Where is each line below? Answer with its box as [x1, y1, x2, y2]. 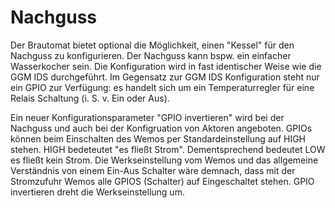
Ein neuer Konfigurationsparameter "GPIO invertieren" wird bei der [10, 111, 285, 123]
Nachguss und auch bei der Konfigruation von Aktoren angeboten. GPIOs [10, 122, 313, 134]
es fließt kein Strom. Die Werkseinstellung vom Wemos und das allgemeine [10, 154, 319, 166]
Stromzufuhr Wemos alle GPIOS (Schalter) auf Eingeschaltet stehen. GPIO [10, 175, 315, 187]
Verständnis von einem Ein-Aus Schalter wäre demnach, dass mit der [10, 164, 296, 176]
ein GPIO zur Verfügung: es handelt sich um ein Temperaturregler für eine [10, 81, 315, 93]
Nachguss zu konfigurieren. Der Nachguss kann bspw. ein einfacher [10, 49, 292, 61]
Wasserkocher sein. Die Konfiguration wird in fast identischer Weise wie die [10, 60, 322, 72]
